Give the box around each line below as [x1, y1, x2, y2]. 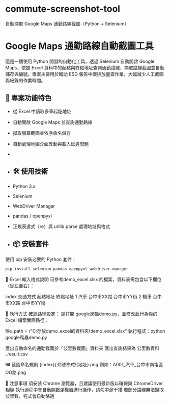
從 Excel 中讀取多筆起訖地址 [12, 108, 71, 114]
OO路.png [5, 369, 26, 375]
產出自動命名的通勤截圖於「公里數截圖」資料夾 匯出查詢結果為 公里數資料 [5, 345, 159, 351]
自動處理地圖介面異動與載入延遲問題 [12, 141, 89, 147]
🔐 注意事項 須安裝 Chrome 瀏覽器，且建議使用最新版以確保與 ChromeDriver [5, 381, 163, 387]
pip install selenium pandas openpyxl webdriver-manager [5, 266, 129, 272]
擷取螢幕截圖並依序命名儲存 [12, 130, 71, 136]
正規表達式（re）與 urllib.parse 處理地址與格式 [12, 223, 110, 230]
